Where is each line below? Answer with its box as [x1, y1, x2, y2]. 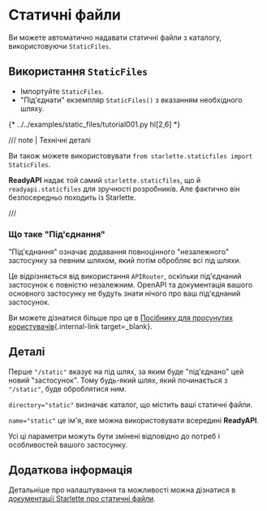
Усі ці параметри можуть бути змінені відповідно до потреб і [8, 431, 221, 440]
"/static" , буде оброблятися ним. [8, 383, 127, 393]
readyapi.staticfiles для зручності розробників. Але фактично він [8, 184, 241, 193]
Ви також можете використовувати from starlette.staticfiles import [8, 150, 253, 160]
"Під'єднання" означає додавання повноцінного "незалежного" [8, 247, 230, 257]
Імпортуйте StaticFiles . [19, 86, 104, 96]
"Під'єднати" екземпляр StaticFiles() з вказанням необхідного [19, 95, 243, 105]
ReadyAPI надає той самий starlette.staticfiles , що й [8, 175, 201, 184]
